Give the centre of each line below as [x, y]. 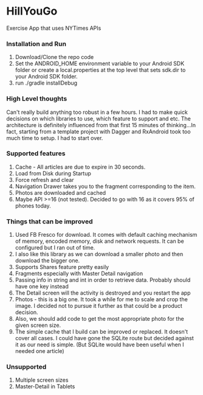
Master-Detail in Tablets [45, 386]
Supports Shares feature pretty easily [62, 267]
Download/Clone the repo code [54, 57]
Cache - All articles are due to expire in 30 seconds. [80, 167]
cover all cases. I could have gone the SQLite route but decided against [105, 338]
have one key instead [42, 287]
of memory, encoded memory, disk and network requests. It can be [99, 241]
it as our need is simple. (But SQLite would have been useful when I [99, 344]
